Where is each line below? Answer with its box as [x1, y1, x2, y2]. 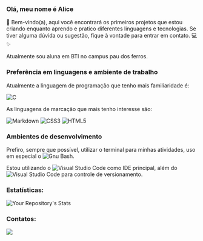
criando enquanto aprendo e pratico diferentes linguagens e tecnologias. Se [6, 25, 196, 32]
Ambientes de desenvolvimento [6, 132, 102, 141]
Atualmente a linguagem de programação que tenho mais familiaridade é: [6, 81, 190, 89]
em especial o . [6, 152, 75, 160]
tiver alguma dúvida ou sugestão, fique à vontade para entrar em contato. [6, 32, 191, 39]
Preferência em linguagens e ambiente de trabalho [6, 68, 158, 76]
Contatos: [6, 215, 36, 223]
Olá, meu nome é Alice [6, 5, 74, 13]
